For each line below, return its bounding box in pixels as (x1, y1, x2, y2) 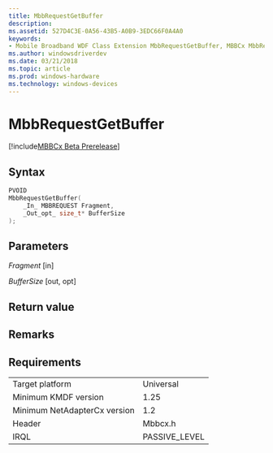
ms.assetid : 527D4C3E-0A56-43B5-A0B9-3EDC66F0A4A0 (8, 27, 184, 35)
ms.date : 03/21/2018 (8, 58, 79, 66)
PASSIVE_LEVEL (142, 431, 205, 442)
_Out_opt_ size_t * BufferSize (23, 209, 126, 218)
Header (12, 418, 41, 429)
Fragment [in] (8, 261, 54, 270)
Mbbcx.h (142, 418, 176, 429)
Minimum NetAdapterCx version (12, 405, 136, 416)
